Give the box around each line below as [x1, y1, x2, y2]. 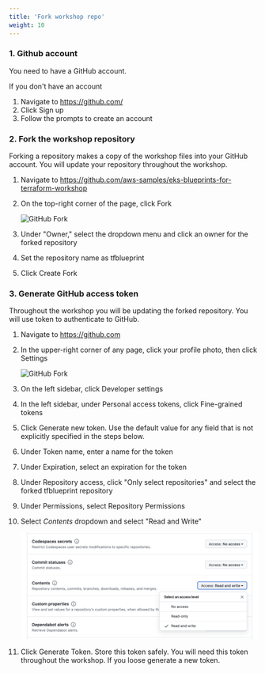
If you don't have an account [9, 81, 103, 91]
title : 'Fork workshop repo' [9, 13, 105, 21]
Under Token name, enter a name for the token [20, 447, 173, 456]
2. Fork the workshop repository [9, 133, 135, 144]
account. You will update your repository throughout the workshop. [9, 160, 228, 169]
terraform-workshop [20, 183, 88, 193]
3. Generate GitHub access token [9, 289, 139, 300]
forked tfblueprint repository [20, 486, 113, 496]
